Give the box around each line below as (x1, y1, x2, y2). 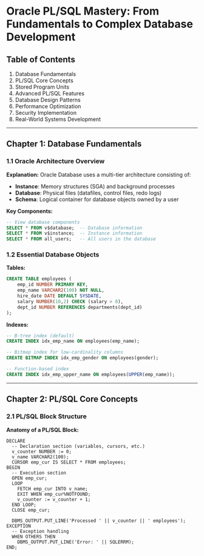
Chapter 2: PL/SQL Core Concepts (6, 394, 138, 405)
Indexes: (6, 321, 29, 328)
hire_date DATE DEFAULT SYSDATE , (17, 293, 102, 299)
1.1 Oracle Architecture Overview (6, 157, 105, 165)
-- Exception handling (12, 528, 69, 534)
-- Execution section (12, 470, 67, 476)
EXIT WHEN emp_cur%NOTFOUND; (17, 491, 91, 497)
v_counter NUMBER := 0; (12, 448, 72, 455)
